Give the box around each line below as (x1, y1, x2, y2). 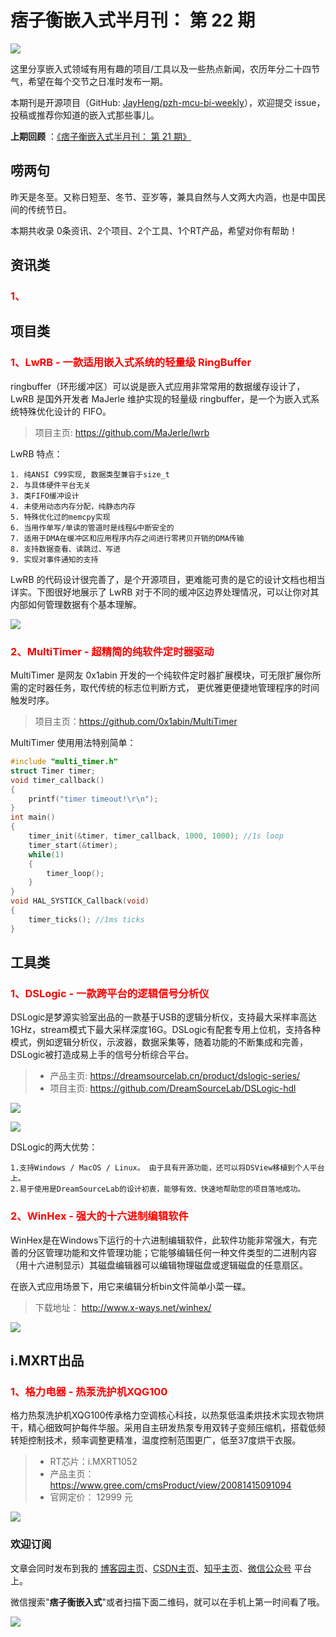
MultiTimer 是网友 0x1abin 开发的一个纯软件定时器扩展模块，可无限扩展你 (10, 669, 313, 681)
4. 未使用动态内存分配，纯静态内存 (10, 501, 136, 511)
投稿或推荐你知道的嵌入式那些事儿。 (10, 109, 160, 121)
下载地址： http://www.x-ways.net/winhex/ (34, 1301, 212, 1313)
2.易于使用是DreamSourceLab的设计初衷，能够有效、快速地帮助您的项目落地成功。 (10, 1184, 306, 1195)
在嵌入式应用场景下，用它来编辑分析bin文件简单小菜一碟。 (10, 1280, 252, 1292)
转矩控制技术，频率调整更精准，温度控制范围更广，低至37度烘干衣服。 (10, 1434, 302, 1446)
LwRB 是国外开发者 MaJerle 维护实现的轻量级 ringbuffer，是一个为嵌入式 (10, 392, 312, 405)
